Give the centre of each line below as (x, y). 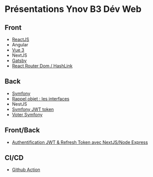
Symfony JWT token (33, 109)
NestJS (19, 104)
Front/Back (22, 130)
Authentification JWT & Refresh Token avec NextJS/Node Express (80, 142)
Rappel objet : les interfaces (41, 98)
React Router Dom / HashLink (42, 66)
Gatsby (19, 60)
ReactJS (20, 39)
